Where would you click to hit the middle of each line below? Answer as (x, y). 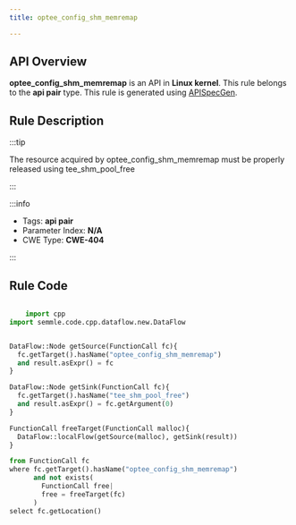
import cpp (46, 314)
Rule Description (57, 120)
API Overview (48, 62)
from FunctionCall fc (50, 461)
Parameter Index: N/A (62, 231)
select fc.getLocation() (55, 511)
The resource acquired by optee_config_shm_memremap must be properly (147, 160)
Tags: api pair (48, 221)
